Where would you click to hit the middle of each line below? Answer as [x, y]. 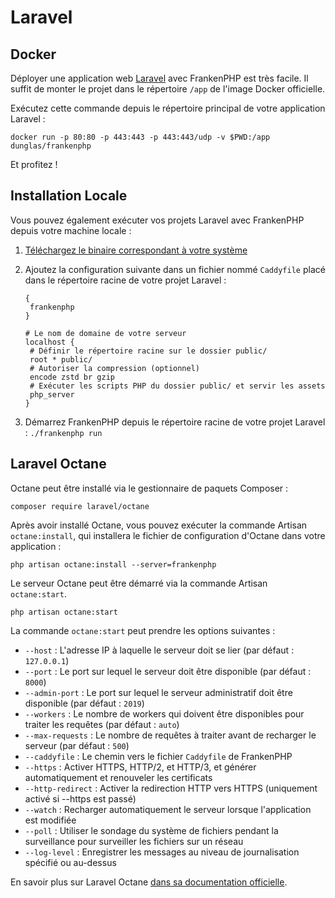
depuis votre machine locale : [71, 230]
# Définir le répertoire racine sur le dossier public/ [148, 351]
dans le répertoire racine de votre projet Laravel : [125, 280]
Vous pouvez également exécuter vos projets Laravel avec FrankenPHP [157, 220]
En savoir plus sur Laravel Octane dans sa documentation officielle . [149, 882]
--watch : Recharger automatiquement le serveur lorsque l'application [168, 809]
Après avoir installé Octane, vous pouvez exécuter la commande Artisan [159, 525]
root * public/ [61, 359]
